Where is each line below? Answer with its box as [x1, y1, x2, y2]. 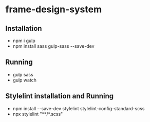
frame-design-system [5, 4, 102, 15]
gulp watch [12, 77, 37, 83]
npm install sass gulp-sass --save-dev [12, 43, 95, 49]
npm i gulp [12, 37, 35, 44]
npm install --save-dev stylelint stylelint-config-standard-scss [12, 105, 145, 111]
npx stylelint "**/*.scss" [12, 111, 63, 117]
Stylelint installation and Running [5, 92, 114, 100]
